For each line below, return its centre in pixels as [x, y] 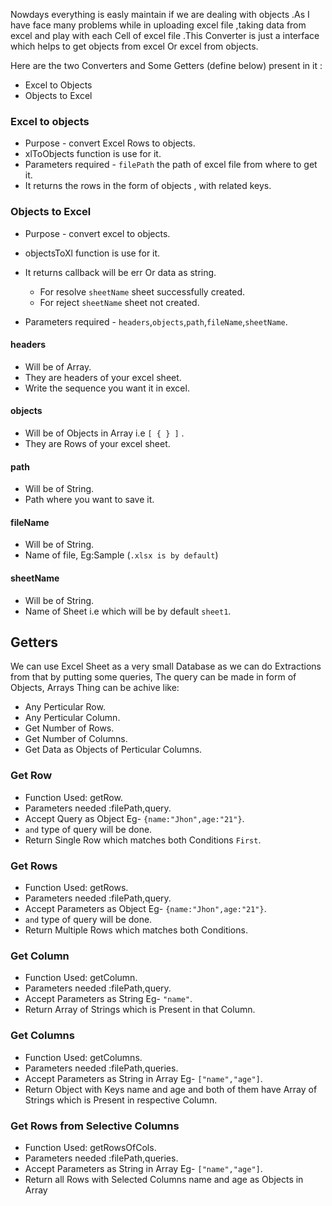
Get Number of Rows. [69, 728]
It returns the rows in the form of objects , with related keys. [148, 186]
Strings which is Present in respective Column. [121, 1100]
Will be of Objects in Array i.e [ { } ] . [104, 433]
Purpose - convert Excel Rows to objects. [110, 143]
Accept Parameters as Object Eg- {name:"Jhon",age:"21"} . [145, 909]
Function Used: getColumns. [83, 1057]
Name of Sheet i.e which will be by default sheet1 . [128, 611]
